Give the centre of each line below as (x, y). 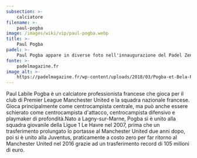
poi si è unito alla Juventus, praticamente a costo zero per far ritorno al (92, 137)
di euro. (15, 150)
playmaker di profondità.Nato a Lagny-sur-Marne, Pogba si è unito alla (91, 119)
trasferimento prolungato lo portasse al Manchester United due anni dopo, (96, 131)
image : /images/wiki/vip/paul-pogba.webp (57, 33)
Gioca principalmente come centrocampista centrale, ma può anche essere (97, 106)
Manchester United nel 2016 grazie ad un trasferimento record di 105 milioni (98, 144)
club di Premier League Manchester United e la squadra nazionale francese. (98, 100)
